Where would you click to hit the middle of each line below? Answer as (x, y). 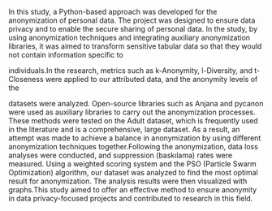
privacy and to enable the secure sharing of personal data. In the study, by (133, 29)
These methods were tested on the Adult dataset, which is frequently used (133, 121)
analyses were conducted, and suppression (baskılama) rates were (121, 155)
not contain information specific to (66, 55)
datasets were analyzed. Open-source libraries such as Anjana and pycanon (136, 103)
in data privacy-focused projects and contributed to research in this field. (131, 198)
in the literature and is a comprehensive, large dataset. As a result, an (124, 129)
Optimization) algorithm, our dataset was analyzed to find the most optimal (133, 172)
